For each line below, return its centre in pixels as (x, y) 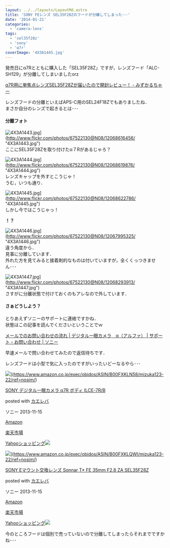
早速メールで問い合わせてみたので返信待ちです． (56, 353)
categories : (18, 24)
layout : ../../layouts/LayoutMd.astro (46, 10)
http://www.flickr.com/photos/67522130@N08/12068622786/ (71, 198)
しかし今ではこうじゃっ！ (32, 209)
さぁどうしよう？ (23, 306)
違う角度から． (21, 248)
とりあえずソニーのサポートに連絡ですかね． (52, 318)
